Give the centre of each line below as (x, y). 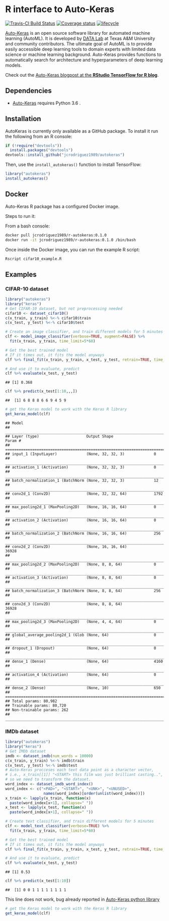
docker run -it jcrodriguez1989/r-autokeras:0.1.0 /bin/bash (71, 240)
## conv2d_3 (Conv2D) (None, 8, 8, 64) (64, 604)
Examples (21, 274)
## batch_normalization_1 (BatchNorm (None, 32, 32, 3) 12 (82, 480)
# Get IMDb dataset (26, 751)
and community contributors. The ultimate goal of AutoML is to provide (79, 43)
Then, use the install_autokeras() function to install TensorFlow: (73, 164)
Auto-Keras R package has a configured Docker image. (62, 206)
